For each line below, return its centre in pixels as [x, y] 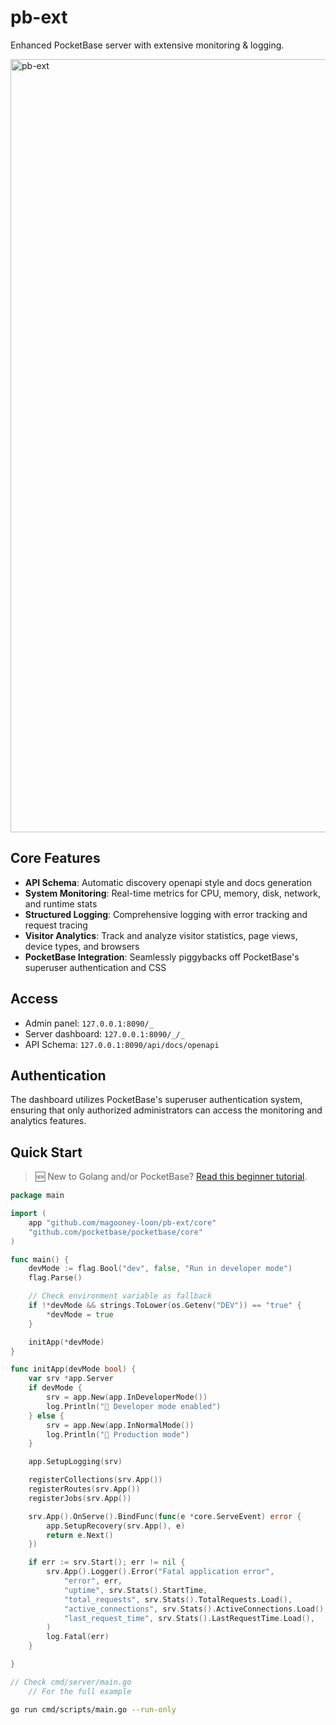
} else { [46, 1416]
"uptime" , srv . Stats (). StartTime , [135, 1590]
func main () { [40, 1259]
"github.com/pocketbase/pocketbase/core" [115, 1232]
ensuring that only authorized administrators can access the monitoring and [166, 1110]
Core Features [55, 858]
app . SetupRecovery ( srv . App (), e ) [116, 1526]
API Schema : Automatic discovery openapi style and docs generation [168, 882]
